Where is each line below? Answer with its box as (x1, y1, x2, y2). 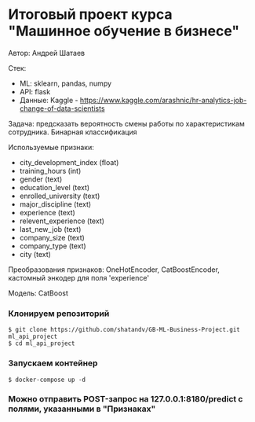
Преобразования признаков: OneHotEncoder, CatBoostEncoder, (8, 265, 220, 274)
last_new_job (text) (19, 224, 82, 233)
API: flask (19, 86, 51, 96)
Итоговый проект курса (8, 6, 173, 24)
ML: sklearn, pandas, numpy (19, 79, 112, 88)
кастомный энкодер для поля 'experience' (8, 273, 150, 282)
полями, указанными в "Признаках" (8, 403, 156, 414)
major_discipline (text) (19, 199, 92, 209)
